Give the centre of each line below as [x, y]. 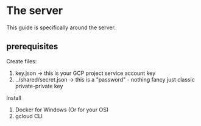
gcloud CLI [29, 116]
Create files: [22, 61]
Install [14, 97]
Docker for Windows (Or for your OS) [62, 110]
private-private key [39, 86]
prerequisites [32, 47]
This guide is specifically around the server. [61, 27]
